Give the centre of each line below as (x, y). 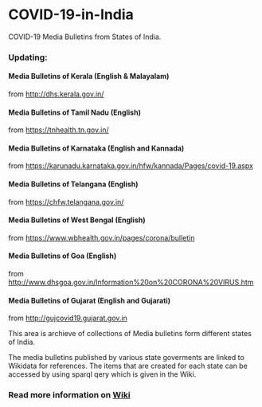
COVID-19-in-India (71, 15)
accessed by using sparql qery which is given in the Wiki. (102, 374)
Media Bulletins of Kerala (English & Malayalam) (89, 76)
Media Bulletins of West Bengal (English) (77, 220)
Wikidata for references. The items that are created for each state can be (128, 366)
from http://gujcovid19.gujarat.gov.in (68, 318)
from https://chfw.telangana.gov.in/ (66, 202)
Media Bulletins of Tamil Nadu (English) (75, 112)
